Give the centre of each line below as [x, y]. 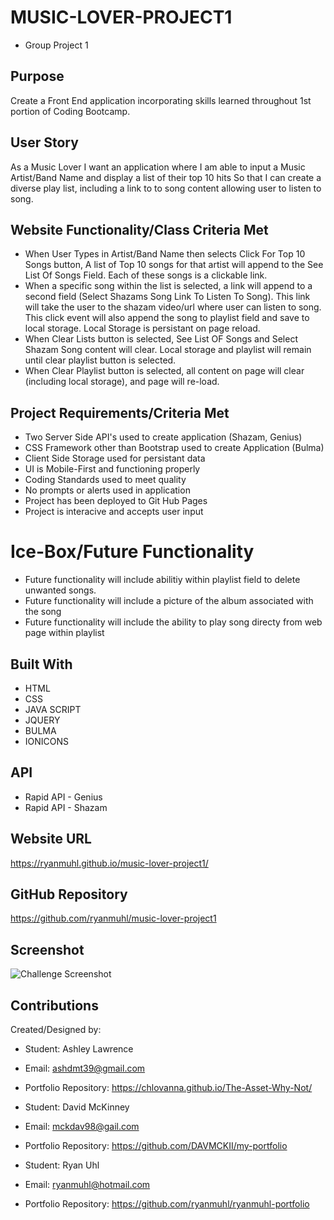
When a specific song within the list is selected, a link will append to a [168, 286]
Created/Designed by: [56, 1029]
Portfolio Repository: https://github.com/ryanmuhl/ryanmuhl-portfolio [167, 1204]
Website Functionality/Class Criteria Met [139, 229]
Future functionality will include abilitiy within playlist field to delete [162, 580]
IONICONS [47, 741]
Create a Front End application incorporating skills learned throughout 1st [161, 100]
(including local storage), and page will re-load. [122, 382]
